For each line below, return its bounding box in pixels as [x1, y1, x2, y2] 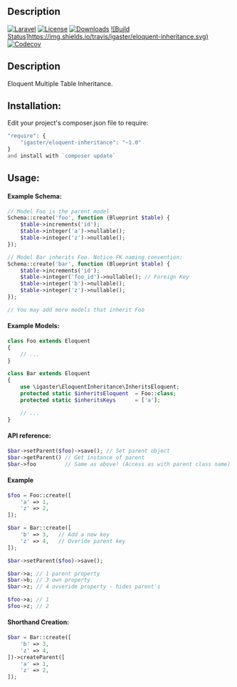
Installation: [7, 100, 62, 112]
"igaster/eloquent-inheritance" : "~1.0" [20, 139, 142, 147]
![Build [110, 24, 130, 33]
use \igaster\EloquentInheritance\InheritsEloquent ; [20, 384, 180, 391]
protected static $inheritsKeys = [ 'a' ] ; [20, 397, 161, 404]
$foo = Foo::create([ [7, 491, 72, 499]
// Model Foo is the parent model [7, 208, 110, 215]
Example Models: [7, 322, 60, 330]
